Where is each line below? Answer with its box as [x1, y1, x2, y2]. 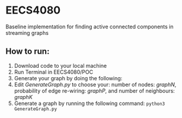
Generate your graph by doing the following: [14, 74, 123, 81]
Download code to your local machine [14, 62, 107, 69]
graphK [14, 93, 33, 100]
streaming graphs [5, 29, 49, 36]
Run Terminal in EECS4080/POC [14, 68, 93, 76]
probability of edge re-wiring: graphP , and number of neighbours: [14, 87, 175, 94]
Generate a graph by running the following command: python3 [14, 100, 165, 107]
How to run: [5, 47, 50, 57]
